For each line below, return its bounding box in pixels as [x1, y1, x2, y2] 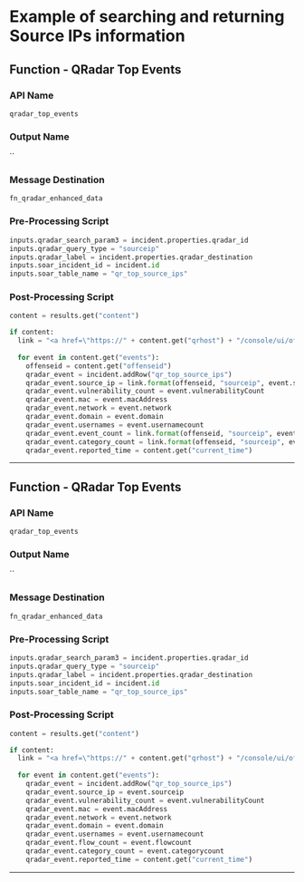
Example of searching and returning [9, 6, 285, 27]
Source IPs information [9, 25, 185, 46]
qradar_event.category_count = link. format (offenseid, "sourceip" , [25, 437, 285, 446]
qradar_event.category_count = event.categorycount [25, 847, 224, 856]
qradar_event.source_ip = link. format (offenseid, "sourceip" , [25, 378, 265, 387]
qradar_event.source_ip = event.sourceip [25, 787, 184, 797]
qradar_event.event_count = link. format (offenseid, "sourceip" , [25, 429, 273, 438]
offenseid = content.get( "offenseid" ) [25, 361, 172, 371]
